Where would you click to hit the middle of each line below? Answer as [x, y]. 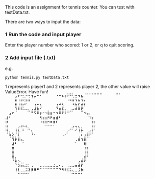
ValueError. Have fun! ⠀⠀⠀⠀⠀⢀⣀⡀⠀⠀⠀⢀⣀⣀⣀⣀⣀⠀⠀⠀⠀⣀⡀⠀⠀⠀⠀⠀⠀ [73, 91]
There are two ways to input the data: [43, 22]
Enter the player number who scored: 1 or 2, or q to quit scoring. [70, 45]
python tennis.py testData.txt [37, 77]
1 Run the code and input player [43, 34]
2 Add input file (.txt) [30, 58]
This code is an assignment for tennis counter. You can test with [70, 7]
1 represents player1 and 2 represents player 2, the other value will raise [77, 86]
